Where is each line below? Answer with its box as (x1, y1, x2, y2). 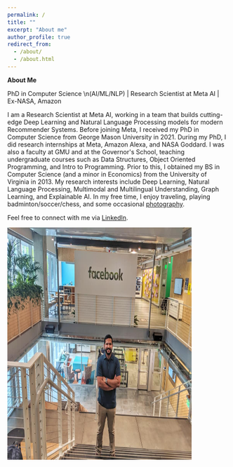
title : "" (7, 18, 36, 26)
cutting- (199, 110, 223, 119)
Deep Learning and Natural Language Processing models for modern (23, 118, 223, 126)
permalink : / (7, 11, 46, 18)
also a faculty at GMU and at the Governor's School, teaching (7, 147, 185, 156)
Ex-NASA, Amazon (7, 97, 62, 105)
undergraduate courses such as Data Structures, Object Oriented (7, 155, 196, 163)
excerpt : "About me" (7, 26, 68, 33)
